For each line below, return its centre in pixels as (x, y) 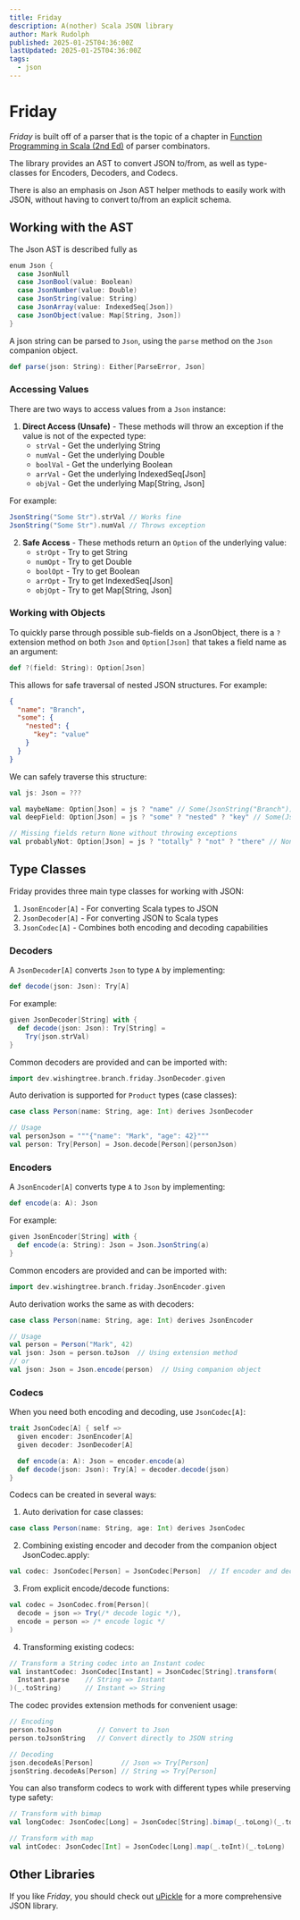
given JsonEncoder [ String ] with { (74, 1237)
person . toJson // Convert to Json (89, 1731)
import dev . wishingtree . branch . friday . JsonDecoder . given (117, 1078)
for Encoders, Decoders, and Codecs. (108, 173)
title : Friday (36, 17)
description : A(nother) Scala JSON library (92, 26)
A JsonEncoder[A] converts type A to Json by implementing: (117, 1187)
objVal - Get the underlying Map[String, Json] (120, 483)
